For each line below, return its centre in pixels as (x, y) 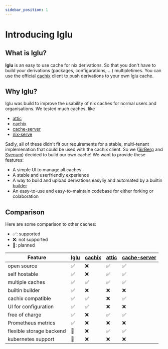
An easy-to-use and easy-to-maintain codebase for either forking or (83, 191)
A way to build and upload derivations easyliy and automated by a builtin (88, 180)
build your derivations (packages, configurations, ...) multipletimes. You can (83, 70)
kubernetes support (31, 339)
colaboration (26, 196)
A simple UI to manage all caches (47, 170)
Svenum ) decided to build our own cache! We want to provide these (75, 155)
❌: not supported (30, 240)
